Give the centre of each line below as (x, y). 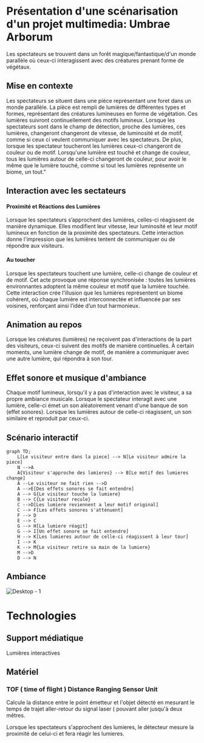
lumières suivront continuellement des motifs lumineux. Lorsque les (91, 120)
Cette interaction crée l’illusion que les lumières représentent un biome (95, 293)
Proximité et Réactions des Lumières (53, 206)
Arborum (29, 37)
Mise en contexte (40, 86)
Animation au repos (44, 325)
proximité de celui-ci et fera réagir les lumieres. (65, 734)
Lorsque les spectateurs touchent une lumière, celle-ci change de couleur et (102, 273)
